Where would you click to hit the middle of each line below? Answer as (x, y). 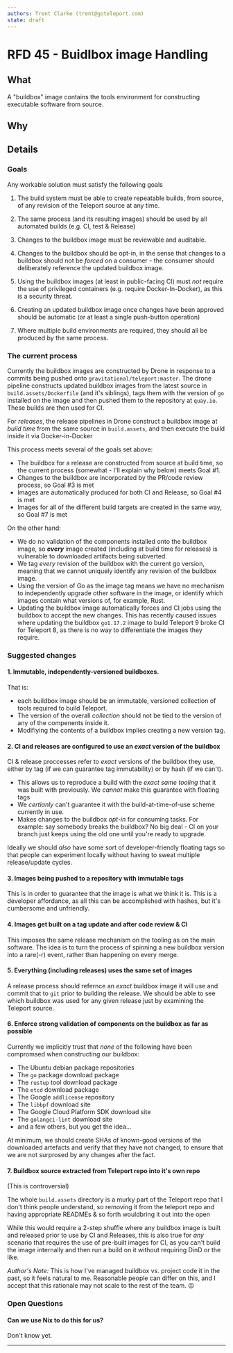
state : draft (26, 20)
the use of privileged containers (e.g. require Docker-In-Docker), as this (120, 288)
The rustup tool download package (67, 1082)
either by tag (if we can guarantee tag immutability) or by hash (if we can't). (115, 769)
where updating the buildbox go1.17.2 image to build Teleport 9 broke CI (121, 622)
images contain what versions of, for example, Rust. (91, 600)
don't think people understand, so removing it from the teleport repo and (111, 1207)
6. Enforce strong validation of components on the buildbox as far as (108, 1024)
